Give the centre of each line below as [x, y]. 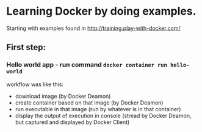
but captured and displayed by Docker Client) [72, 122]
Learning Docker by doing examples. [101, 11]
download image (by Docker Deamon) [63, 96]
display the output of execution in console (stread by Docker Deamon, [103, 116]
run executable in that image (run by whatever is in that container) [98, 109]
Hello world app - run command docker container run [87, 65]
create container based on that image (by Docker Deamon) [89, 103]
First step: [26, 47]
